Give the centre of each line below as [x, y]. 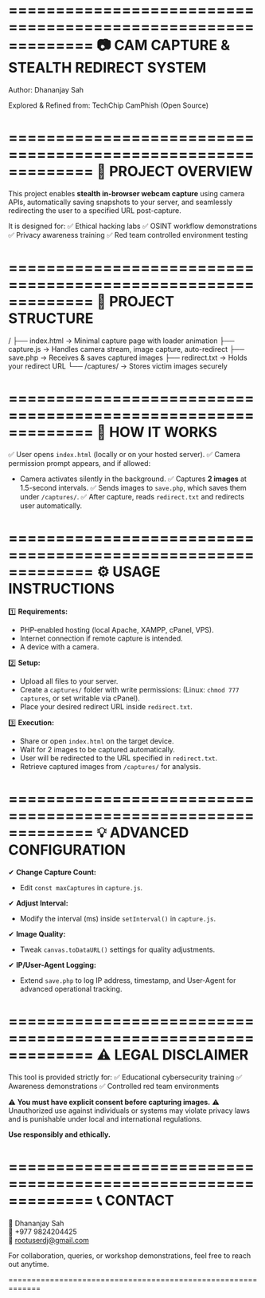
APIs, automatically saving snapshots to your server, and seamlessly [121, 202]
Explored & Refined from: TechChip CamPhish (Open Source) [109, 105]
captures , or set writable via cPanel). [80, 698]
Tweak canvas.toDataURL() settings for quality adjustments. [117, 949]
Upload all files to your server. [69, 681]
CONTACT [140, 1200]
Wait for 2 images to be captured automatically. [97, 749]
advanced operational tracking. [71, 988]
